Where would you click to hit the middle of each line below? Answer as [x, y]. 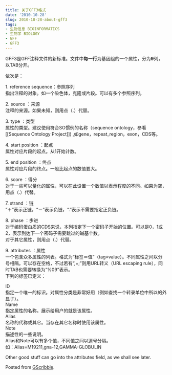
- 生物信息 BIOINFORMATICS [33, 29]
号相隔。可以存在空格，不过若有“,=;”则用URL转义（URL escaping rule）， [82, 263]
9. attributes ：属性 [25, 250]
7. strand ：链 [20, 203]
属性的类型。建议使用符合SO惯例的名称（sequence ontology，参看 [76, 127]
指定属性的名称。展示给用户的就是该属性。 [50, 311]
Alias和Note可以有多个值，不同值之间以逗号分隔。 [58, 340]
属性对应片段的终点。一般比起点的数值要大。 [52, 168]
